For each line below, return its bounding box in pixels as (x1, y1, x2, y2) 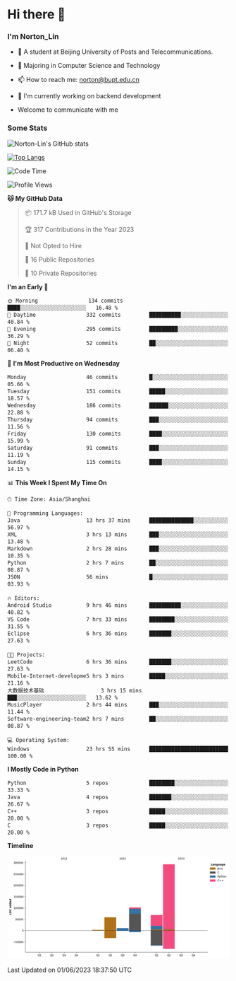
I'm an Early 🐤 (7, 282, 49, 291)
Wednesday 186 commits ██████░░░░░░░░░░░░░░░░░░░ (7, 402, 229, 409)
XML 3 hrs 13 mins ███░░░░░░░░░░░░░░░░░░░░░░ (7, 530, 229, 538)
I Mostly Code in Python (7, 765, 79, 773)
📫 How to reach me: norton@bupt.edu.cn (17, 76, 139, 84)
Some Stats (7, 123, 48, 133)
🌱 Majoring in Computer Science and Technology (17, 62, 161, 70)
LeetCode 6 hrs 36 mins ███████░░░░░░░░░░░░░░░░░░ (7, 658, 229, 666)
